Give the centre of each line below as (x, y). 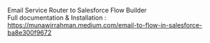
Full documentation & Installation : (57, 18)
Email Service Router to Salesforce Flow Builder (77, 10)
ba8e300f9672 (30, 32)
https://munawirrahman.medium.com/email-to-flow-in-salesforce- (105, 25)
